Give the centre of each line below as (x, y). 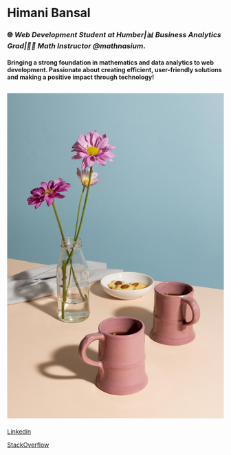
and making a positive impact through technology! (81, 77)
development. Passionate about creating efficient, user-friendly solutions (114, 69)
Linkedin (19, 432)
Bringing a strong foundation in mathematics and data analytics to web (111, 62)
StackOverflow (28, 445)
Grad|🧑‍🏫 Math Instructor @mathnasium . (76, 46)
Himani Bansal (49, 13)
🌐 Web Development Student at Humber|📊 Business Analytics (114, 35)
